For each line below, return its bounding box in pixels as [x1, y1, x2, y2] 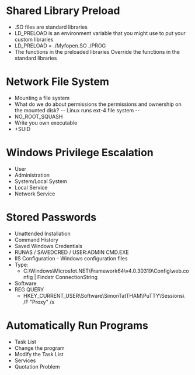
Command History [14, 236, 58, 243]
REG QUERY [14, 285, 44, 293]
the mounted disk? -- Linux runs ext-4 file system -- [14, 106, 140, 113]
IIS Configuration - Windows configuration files [14, 254, 128, 262]
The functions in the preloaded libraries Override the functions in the [14, 48, 180, 55]
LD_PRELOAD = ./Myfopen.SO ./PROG [14, 42, 106, 49]
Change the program [14, 344, 65, 352]
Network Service [14, 190, 55, 197]
